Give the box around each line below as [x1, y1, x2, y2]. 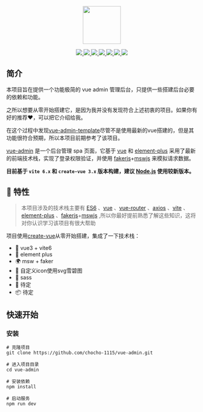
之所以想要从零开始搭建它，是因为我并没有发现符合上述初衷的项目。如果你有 [6, 106, 198, 113]
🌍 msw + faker [15, 257, 53, 264]
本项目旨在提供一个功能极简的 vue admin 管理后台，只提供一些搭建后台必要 [6, 85, 195, 93]
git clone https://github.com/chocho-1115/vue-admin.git [6, 350, 153, 356]
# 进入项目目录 [6, 362, 39, 368]
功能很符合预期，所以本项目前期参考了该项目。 [6, 134, 123, 142]
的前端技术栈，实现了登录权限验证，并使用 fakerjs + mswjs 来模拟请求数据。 [6, 154, 195, 162]
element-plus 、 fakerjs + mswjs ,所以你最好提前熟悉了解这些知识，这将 [21, 212, 196, 219]
